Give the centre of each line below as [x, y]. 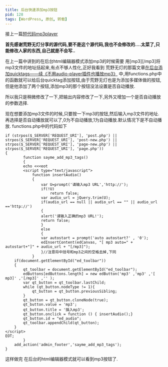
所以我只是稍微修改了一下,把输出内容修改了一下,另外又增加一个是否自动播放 [83, 97]
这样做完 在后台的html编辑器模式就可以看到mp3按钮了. [61, 359]
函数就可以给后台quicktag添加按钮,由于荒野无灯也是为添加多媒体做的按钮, [85, 80]
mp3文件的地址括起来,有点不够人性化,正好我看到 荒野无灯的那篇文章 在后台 [82, 67]
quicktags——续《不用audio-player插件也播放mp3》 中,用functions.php [83, 74]
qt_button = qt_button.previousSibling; [74, 292]
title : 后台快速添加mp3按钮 [31, 10]
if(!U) [48, 189]
